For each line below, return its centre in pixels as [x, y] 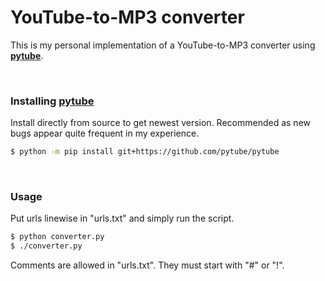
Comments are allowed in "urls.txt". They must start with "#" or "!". [147, 265]
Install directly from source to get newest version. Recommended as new [160, 123]
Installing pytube [52, 101]
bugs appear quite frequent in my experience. [105, 133]
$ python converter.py [57, 237]
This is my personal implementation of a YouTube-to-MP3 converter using [163, 45]
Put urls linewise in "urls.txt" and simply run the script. [122, 218]
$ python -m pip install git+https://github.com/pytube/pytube [145, 152]
